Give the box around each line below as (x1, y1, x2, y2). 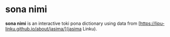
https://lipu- (140, 20, 165, 26)
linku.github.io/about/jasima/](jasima (5, 25, 82, 31)
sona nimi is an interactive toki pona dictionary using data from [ (5, 20, 141, 26)
